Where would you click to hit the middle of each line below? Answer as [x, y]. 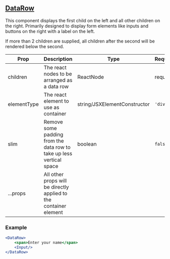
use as [52, 107]
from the [54, 141]
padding [54, 135]
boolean [87, 144]
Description [58, 59]
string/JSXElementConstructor [114, 104]
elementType [23, 104]
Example [16, 227]
